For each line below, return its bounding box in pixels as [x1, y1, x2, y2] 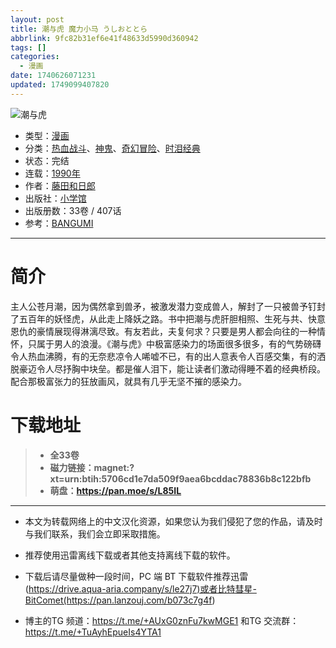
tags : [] [10, 42, 47, 53]
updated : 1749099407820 [10, 80, 110, 90]
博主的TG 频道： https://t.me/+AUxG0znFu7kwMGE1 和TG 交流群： [24, 614, 300, 626]
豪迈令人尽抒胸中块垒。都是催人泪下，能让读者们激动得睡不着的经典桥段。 [18, 362, 326, 375]
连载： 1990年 [24, 167, 81, 179]
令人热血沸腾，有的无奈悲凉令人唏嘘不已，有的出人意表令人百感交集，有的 [10, 350, 317, 362]
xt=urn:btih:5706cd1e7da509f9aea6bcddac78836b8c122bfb [49, 472, 312, 485]
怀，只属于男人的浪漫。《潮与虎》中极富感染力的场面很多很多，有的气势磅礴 [10, 337, 322, 350]
